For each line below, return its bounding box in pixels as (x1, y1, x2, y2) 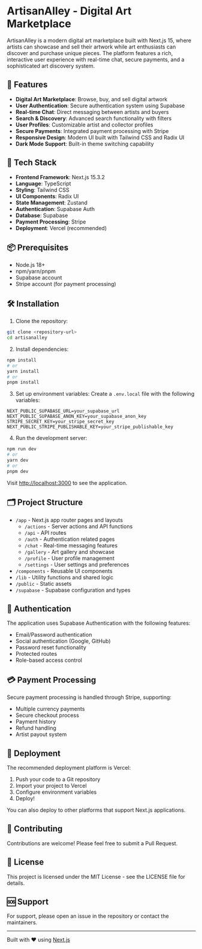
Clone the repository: (15, 318, 68, 325)
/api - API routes (24, 529, 67, 536)
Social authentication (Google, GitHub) (15, 637, 111, 645)
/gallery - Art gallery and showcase (24, 548, 114, 555)
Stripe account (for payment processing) (15, 281, 116, 288)
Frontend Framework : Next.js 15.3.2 (15, 173, 105, 180)
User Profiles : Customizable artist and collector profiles (15, 121, 153, 128)
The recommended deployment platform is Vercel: (7, 764, 131, 771)
